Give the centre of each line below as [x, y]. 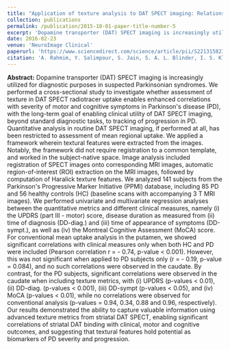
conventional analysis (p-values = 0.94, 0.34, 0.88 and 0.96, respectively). [112, 302]
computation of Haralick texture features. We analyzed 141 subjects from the [115, 179]
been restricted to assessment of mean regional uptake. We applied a [105, 135]
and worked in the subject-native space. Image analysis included [99, 157]
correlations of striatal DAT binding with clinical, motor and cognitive [103, 324]
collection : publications [44, 20]
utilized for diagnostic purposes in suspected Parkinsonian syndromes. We [113, 84]
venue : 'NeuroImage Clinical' [50, 45]
